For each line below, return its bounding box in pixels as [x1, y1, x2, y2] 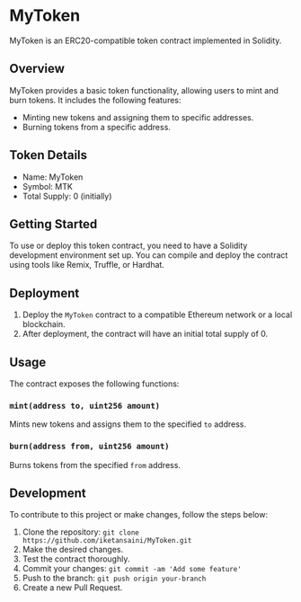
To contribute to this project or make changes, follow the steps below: [9, 509, 268, 520]
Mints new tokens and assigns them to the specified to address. [9, 419, 247, 429]
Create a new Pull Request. [22, 582, 123, 593]
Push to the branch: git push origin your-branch [22, 572, 207, 584]
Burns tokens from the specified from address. [9, 459, 181, 470]
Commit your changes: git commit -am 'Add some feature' [22, 563, 243, 574]
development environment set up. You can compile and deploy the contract [9, 250, 288, 261]
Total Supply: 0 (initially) [22, 190, 112, 201]
